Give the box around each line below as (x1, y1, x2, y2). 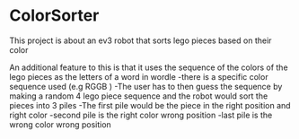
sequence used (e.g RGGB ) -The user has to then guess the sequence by (9, 81, 283, 91)
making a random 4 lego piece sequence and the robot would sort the (9, 91, 268, 101)
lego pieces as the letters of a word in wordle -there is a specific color (9, 71, 268, 82)
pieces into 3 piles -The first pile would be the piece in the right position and (9, 100, 291, 110)
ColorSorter (9, 5, 100, 26)
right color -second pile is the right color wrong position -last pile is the (9, 109, 273, 120)
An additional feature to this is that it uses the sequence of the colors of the (9, 62, 289, 73)
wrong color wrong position (9, 118, 112, 130)
